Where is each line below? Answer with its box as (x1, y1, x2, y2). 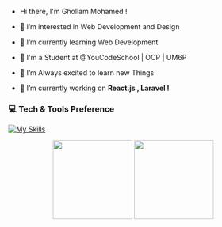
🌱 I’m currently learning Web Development (19, 37, 159, 47)
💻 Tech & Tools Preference (8, 103, 115, 114)
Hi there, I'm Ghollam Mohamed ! (19, 7, 128, 16)
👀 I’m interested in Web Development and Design (19, 22, 180, 31)
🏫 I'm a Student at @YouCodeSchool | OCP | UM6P (19, 53, 187, 62)
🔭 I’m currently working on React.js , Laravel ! (19, 83, 170, 93)
